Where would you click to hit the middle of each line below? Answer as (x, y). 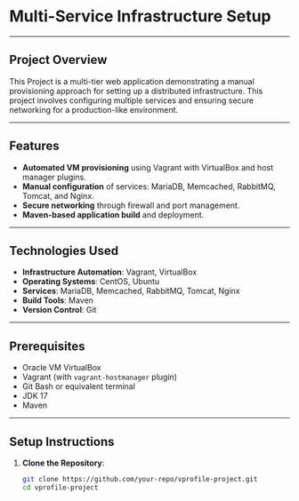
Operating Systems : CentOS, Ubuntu (91, 282)
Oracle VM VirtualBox (61, 368)
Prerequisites (47, 346)
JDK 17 (35, 396)
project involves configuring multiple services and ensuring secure (132, 100)
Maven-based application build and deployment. (113, 214)
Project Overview (58, 60)
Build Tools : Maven (57, 300)
